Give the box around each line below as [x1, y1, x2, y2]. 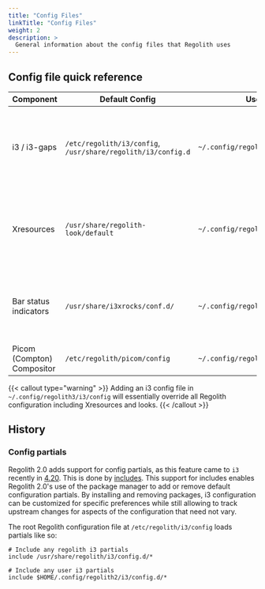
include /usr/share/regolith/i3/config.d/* [8, 553, 154, 561]
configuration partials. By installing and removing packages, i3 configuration [8, 489, 256, 499]
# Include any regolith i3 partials [8, 546, 129, 553]
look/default [65, 228, 114, 237]
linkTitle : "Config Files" [8, 19, 97, 27]
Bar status [12, 296, 50, 307]
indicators [12, 305, 50, 316]
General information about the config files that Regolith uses [15, 41, 231, 49]
